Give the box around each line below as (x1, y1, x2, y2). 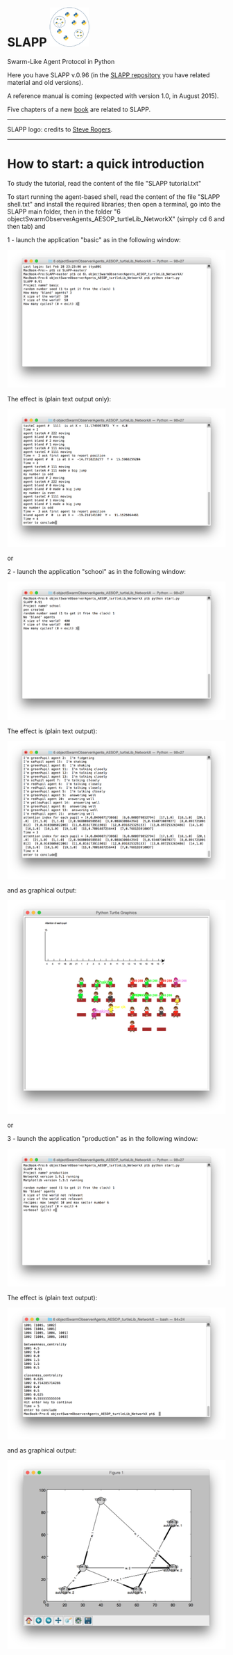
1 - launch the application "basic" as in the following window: (7, 235, 182, 243)
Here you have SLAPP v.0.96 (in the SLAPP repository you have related (7, 70, 210, 79)
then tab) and (7, 222, 46, 230)
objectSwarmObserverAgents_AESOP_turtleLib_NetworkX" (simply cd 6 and (7, 214, 225, 223)
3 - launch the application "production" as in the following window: (7, 1134, 198, 1142)
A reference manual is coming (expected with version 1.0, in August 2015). (7, 91, 219, 100)
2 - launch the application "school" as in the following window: (7, 568, 186, 576)
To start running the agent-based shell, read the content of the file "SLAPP (7, 192, 221, 201)
